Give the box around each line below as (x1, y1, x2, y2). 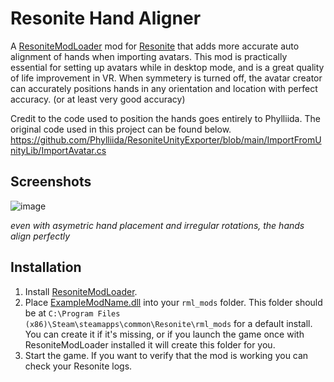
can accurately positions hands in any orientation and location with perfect (10, 82, 318, 94)
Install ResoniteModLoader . (24, 285, 138, 297)
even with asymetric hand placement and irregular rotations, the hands (10, 219, 305, 231)
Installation (10, 259, 82, 276)
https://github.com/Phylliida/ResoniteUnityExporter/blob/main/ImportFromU (10, 133, 322, 146)
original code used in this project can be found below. (10, 123, 232, 135)
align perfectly (10, 230, 71, 242)
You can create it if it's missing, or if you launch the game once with (24, 328, 305, 340)
